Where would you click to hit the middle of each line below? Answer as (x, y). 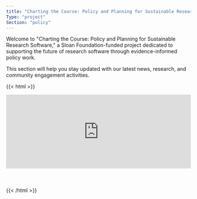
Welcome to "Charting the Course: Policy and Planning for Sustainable (91, 39)
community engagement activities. (48, 75)
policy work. (21, 58)
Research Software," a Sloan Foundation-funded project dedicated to (90, 45)
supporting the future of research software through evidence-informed (92, 52)
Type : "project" (26, 17)
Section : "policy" (28, 22)
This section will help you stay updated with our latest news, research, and (96, 69)
